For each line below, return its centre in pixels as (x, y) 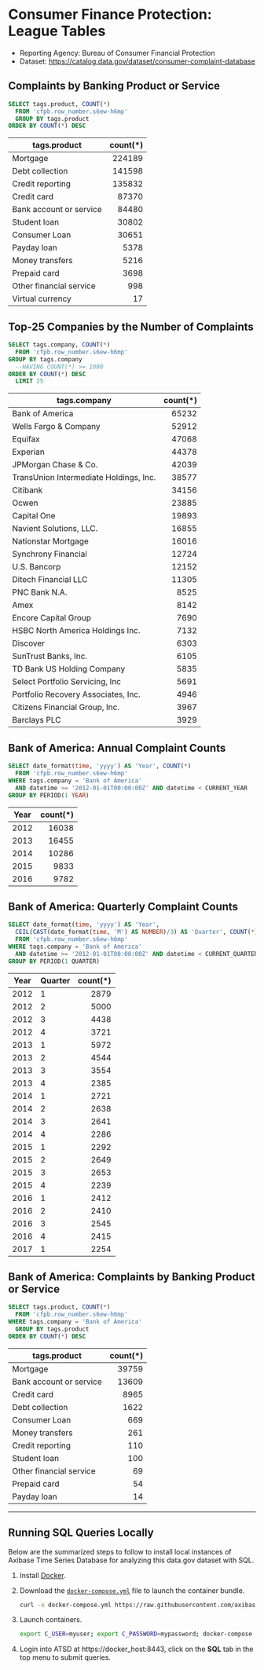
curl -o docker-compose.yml (65, 1605)
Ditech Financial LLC (50, 580)
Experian (28, 452)
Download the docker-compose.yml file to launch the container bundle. (132, 1590)
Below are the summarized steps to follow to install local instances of (120, 1551)
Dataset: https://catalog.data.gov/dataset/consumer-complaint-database (137, 61)
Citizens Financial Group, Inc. (66, 707)
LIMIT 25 (29, 381)
